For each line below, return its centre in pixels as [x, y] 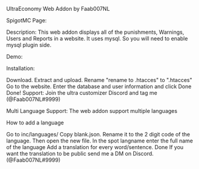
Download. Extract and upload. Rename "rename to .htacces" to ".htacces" [99, 80]
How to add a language [35, 123]
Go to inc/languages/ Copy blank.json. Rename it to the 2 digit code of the [98, 134]
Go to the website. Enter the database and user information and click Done [99, 86]
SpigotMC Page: [27, 20]
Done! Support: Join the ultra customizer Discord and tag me [82, 93]
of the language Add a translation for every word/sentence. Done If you [95, 147]
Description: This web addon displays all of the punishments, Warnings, [95, 32]
